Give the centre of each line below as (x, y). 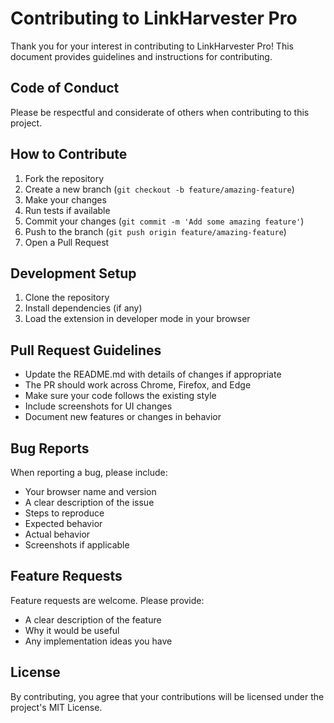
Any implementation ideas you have (98, 641)
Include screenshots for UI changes (98, 406)
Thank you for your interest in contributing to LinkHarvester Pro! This (152, 46)
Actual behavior (57, 534)
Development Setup (73, 273)
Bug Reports (50, 448)
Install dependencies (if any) (83, 308)
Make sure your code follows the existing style (120, 396)
